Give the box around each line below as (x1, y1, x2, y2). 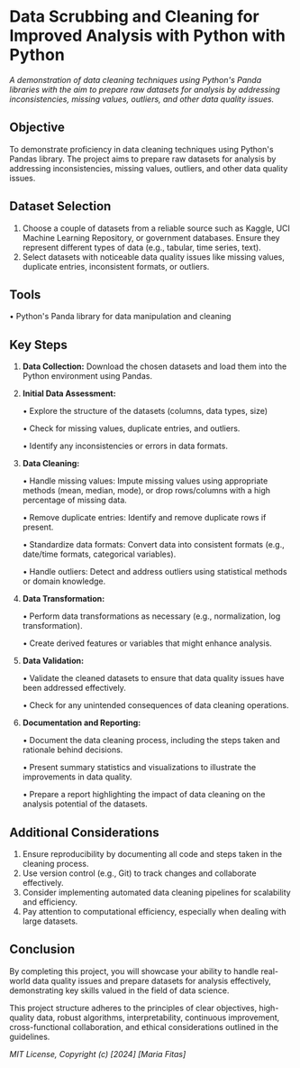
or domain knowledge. (22, 575, 106, 587)
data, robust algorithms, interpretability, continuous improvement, (36, 1012, 280, 1023)
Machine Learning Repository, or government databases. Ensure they (22, 232, 281, 243)
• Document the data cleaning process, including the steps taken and (22, 735, 281, 746)
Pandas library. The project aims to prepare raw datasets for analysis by (9, 153, 277, 164)
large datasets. (22, 916, 78, 926)
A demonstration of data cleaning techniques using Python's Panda (9, 74, 262, 85)
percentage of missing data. (22, 494, 128, 506)
